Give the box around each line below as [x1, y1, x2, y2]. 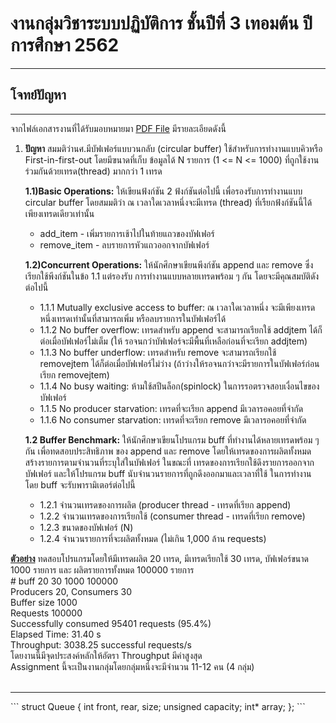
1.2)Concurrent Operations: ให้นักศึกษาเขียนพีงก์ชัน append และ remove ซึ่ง [24, 258, 314, 271]
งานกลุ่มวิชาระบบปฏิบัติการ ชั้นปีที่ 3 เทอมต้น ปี [10, 12, 313, 35]
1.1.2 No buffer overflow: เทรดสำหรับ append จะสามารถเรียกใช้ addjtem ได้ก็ [39, 323, 323, 336]
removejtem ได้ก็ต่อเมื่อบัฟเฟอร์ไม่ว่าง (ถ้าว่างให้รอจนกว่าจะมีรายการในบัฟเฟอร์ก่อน [39, 357, 320, 369]
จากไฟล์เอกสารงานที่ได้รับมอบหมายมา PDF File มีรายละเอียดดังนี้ [10, 122, 227, 134]
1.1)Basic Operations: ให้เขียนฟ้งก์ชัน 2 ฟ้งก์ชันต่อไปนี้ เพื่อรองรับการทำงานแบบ [24, 185, 303, 197]
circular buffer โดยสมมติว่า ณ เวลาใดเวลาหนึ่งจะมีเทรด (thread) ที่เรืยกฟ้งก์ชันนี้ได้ [24, 196, 313, 208]
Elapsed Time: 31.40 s [10, 628, 102, 640]
